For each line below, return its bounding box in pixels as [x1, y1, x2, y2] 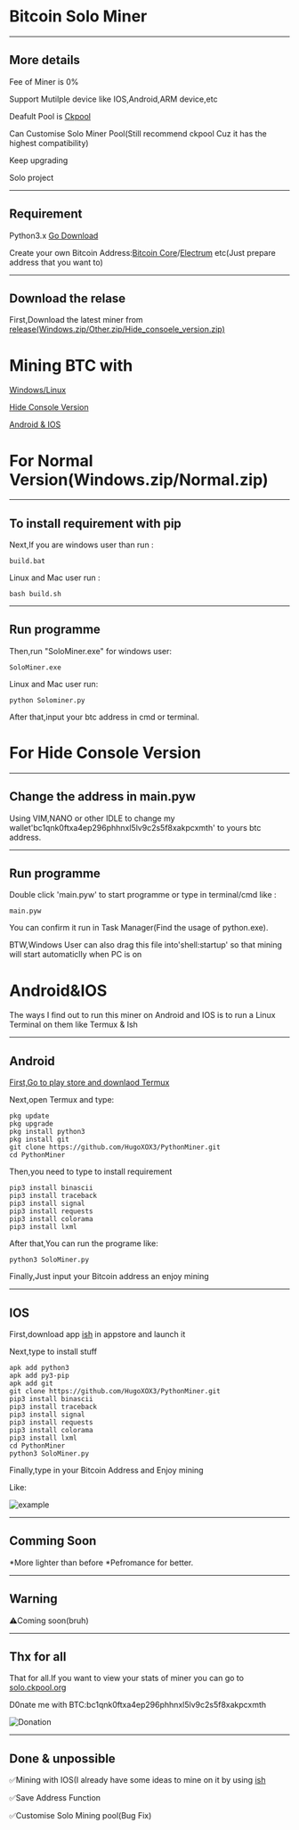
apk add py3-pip [9, 1371, 69, 1380]
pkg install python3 [9, 1128, 86, 1137]
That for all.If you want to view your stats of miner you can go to [9, 1673, 245, 1684]
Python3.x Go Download [9, 230, 99, 241]
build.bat [9, 557, 46, 566]
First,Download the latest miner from [9, 315, 144, 325]
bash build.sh [9, 590, 62, 599]
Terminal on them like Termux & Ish [9, 1019, 138, 1030]
